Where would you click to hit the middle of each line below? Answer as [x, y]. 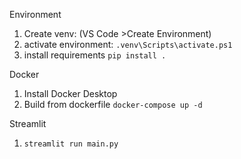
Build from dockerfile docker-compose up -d [113, 104]
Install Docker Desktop [70, 93]
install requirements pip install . [95, 55]
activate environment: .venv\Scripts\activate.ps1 [128, 44]
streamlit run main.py [71, 144]
